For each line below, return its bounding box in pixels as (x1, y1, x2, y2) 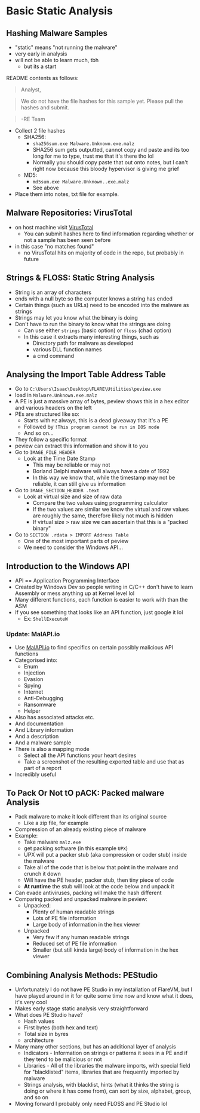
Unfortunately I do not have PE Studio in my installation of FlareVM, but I (14, 986, 193, 993)
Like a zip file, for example (23, 820, 89, 827)
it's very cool (14, 999, 47, 1006)
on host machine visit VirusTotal (14, 223, 94, 231)
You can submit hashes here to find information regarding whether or (23, 230, 194, 237)
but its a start (23, 63, 57, 70)
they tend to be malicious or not (23, 1056, 103, 1063)
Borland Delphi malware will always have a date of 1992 (32, 468, 170, 475)
